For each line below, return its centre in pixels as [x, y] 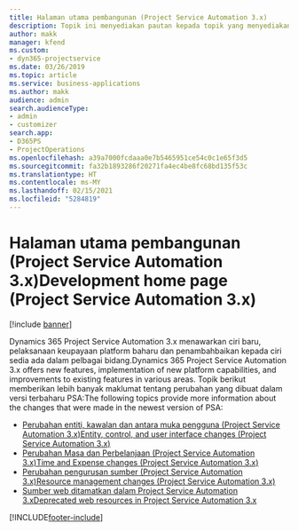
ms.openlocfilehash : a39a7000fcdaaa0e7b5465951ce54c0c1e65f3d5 [129, 158]
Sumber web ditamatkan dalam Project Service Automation [129, 490]
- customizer [33, 125]
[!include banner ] [41, 324]
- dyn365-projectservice [55, 59]
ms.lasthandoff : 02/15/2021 [61, 191]
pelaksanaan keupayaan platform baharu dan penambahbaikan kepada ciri [145, 351]
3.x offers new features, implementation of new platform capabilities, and [143, 369]
